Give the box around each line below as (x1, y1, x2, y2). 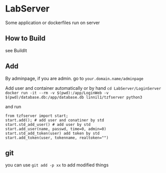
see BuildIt (5, 47, 27, 53)
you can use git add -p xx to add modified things (5, 162, 109, 168)
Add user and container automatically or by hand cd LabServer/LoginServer (5, 85, 161, 91)
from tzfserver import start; (5, 113, 69, 118)
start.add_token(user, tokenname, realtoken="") (5, 135, 109, 140)
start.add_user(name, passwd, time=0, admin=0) (5, 126, 107, 131)
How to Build (5, 34, 46, 43)
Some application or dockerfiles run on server (5, 20, 100, 26)
